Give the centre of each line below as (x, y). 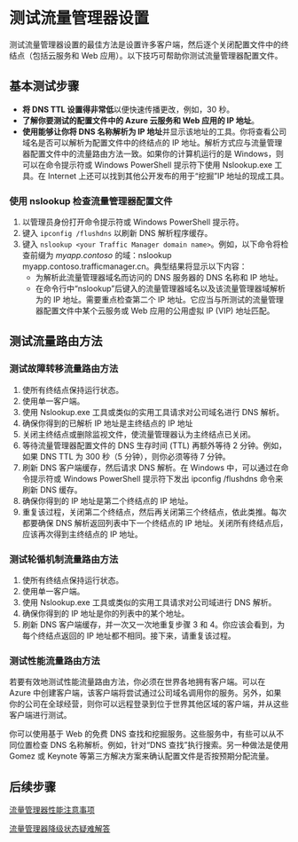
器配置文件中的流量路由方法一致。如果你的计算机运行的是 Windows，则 (153, 153)
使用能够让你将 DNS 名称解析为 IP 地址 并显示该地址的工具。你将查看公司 (154, 131)
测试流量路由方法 (56, 341)
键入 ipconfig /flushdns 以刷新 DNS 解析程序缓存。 (117, 233)
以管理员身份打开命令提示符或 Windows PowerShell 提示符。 (133, 222)
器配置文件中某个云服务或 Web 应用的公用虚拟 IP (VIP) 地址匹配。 (155, 311)
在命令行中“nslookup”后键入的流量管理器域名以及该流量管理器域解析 (160, 288)
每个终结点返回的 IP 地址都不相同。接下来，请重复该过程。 (129, 636)
